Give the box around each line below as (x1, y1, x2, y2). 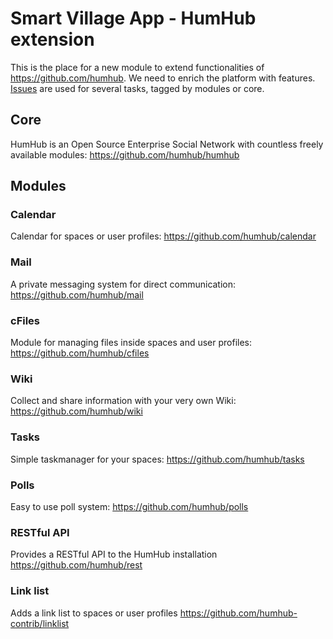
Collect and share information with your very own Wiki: (10, 395, 237, 407)
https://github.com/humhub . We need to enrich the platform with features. (10, 72, 316, 84)
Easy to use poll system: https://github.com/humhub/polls (10, 500, 249, 512)
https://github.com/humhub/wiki (10, 405, 143, 417)
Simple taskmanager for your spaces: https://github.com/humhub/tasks (10, 453, 305, 465)
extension (10, 28, 95, 51)
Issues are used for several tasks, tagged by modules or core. (10, 82, 265, 94)
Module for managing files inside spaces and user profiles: (10, 337, 253, 349)
